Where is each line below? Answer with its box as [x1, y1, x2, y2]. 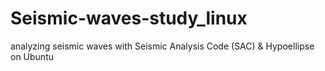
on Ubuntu [10, 50, 55, 62]
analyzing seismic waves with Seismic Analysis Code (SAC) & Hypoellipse [10, 40, 315, 52]
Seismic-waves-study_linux [10, 7, 248, 30]
